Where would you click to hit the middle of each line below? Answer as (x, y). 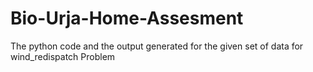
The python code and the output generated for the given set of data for (157, 46)
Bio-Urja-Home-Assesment (127, 18)
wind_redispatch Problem (63, 56)
